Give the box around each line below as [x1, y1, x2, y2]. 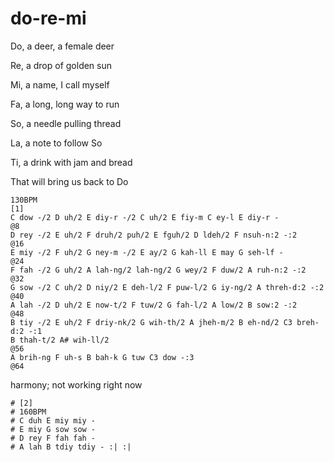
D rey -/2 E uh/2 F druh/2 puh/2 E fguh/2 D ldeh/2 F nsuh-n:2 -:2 [10, 230, 298, 240]
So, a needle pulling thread [10, 117, 122, 129]
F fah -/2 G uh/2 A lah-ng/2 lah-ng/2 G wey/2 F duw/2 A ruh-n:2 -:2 [10, 265, 307, 275]
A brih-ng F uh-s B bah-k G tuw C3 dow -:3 [10, 352, 195, 362]
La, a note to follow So [10, 137, 103, 149]
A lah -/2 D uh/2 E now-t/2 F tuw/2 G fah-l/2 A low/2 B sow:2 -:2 [10, 300, 298, 310]
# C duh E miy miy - [10, 415, 97, 426]
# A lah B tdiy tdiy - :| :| [10, 442, 132, 452]
